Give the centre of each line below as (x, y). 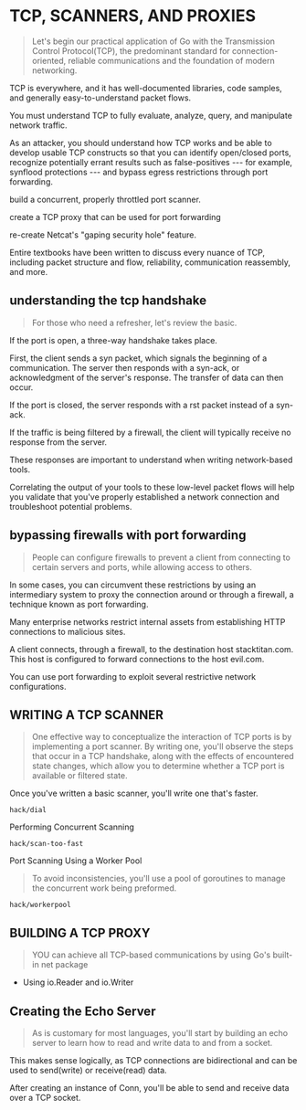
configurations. (38, 686)
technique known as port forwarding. (79, 604)
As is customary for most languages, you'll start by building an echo (160, 1033)
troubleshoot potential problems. (71, 506)
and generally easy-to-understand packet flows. (100, 98)
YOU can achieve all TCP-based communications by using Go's (151, 955)
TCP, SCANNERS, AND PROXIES (132, 16)
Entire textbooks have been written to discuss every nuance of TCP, (137, 252)
